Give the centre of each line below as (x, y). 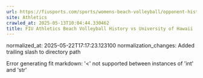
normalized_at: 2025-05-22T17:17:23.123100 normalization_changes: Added (100, 46)
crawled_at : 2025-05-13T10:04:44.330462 (58, 23)
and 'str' (17, 70)
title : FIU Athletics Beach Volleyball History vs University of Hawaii (100, 28)
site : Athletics (27, 17)
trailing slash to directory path (43, 52)
